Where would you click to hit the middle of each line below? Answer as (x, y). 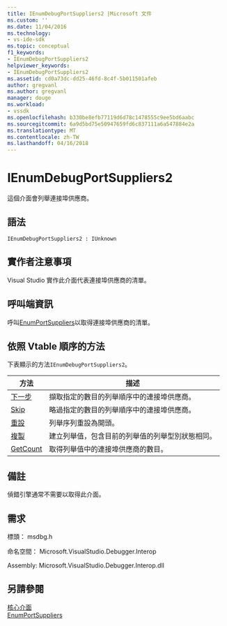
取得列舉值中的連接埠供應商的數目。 (108, 449)
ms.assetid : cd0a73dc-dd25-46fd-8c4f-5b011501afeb (82, 79)
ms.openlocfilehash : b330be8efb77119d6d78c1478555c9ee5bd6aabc (101, 117)
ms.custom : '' (28, 20)
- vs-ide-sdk (26, 40)
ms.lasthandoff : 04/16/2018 (48, 144)
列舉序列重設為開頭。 (84, 423)
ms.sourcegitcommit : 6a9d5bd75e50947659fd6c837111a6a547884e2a (101, 124)
